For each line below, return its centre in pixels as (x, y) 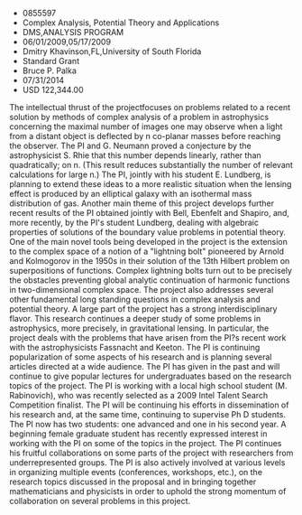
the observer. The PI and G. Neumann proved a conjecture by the (130, 145)
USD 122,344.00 (53, 90)
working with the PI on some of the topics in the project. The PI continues (146, 443)
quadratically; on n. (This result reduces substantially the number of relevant (151, 165)
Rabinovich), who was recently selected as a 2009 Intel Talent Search (139, 395)
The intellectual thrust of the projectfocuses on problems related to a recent (150, 107)
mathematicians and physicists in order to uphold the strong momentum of (148, 491)
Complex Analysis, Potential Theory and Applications (121, 23)
